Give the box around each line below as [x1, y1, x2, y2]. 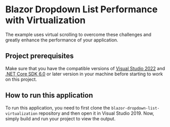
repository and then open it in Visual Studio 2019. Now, [38, 110, 155, 116]
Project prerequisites [5, 52, 74, 60]
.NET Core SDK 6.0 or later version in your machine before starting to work [5, 71, 163, 77]
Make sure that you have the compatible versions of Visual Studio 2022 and [5, 65, 165, 71]
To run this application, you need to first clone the [5, 104, 111, 111]
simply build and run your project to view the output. [5, 115, 116, 121]
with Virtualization [5, 14, 86, 26]
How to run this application [5, 91, 93, 100]
